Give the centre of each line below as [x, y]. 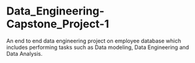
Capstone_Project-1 [58, 24]
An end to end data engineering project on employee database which [94, 41]
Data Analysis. [25, 53]
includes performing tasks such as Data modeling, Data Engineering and [98, 47]
